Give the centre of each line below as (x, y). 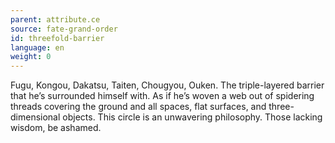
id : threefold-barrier (57, 38)
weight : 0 (31, 57)
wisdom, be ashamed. (56, 128)
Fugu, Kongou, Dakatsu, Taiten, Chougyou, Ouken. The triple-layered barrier (167, 85)
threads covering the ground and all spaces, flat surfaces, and (138, 107)
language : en (37, 47)
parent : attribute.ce (55, 19)
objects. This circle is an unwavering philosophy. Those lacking (192, 117)
